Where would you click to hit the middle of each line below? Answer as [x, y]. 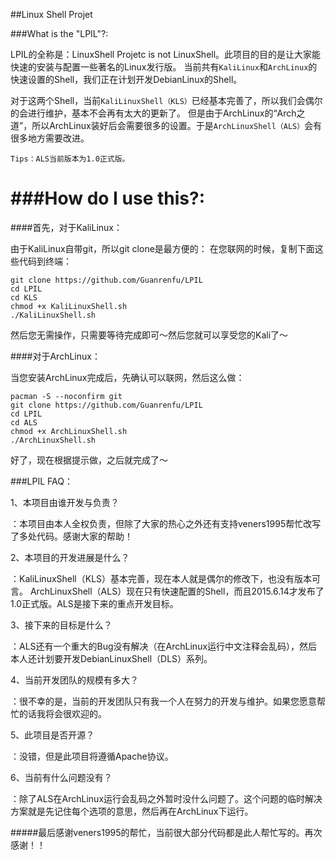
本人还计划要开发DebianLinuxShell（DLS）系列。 [111, 658]
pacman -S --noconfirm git [66, 396]
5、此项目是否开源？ [52, 735]
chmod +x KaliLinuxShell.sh [69, 306]
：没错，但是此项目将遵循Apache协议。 [92, 756]
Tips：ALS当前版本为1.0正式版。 [70, 159]
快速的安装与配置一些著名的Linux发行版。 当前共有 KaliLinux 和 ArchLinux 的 [164, 67]
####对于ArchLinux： [55, 356]
